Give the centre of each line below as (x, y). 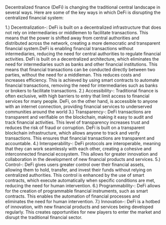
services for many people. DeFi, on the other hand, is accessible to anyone (82, 101)
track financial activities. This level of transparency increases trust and (77, 122)
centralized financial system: (34, 18)
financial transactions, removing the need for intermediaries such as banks (82, 85)
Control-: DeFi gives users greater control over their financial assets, (75, 164)
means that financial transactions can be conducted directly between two (80, 70)
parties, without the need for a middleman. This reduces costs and (73, 75)
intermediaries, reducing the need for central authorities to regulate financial (83, 54)
